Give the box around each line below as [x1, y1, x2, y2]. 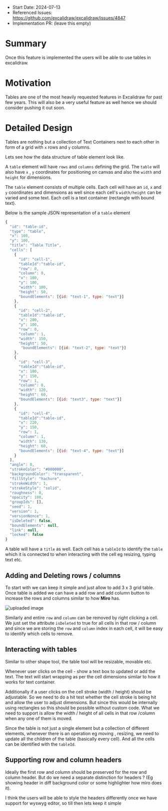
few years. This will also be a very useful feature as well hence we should [5, 99, 156, 105]
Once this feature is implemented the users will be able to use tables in [5, 54, 151, 60]
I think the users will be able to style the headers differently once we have [5, 794, 157, 800]
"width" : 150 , [18, 336, 48, 341]
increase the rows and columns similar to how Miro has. [5, 595, 120, 601]
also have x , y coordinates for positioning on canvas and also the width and [5, 169, 161, 175]
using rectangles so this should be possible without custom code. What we [5, 705, 160, 711]
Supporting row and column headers [5, 756, 122, 764]
